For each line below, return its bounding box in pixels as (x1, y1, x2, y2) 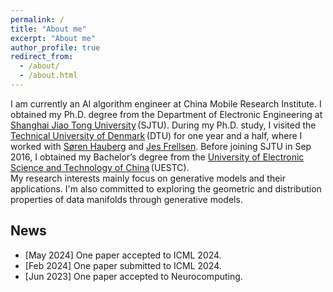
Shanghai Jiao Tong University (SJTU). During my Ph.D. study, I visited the (10, 119, 317, 131)
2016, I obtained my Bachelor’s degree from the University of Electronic (10, 151, 305, 163)
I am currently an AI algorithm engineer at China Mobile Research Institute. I (10, 97, 322, 110)
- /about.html (19, 71, 78, 81)
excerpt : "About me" (10, 33, 97, 43)
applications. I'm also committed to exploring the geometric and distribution (10, 182, 322, 195)
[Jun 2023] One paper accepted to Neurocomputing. (24, 270, 243, 282)
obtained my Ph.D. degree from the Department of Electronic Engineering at (10, 108, 323, 120)
